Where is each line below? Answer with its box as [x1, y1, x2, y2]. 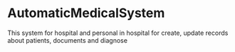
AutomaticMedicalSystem [7, 5, 165, 21]
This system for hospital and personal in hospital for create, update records [7, 28, 229, 37]
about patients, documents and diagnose [7, 36, 128, 44]
